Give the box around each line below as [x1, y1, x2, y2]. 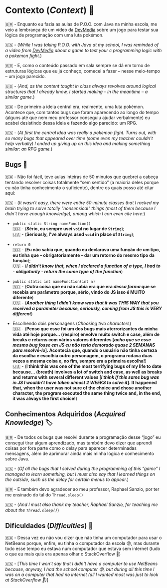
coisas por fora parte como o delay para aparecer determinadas [5, 445, 137, 451]
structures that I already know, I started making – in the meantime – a [5, 89, 148, 95]
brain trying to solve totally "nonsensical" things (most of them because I [5, 205, 156, 211]
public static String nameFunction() [12, 221, 91, 226]
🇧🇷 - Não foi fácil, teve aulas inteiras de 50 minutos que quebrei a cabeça [5, 174, 159, 180]
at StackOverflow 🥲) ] [5, 577, 49, 583]
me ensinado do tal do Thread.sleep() [5, 491, 84, 497]
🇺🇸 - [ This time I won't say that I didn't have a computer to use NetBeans [5, 560, 158, 567]
